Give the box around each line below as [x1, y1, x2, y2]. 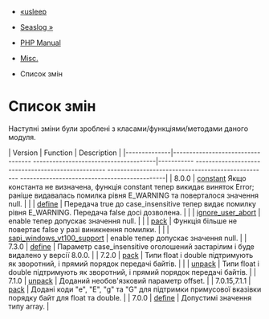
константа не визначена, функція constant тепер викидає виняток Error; [8, 182, 255, 191]
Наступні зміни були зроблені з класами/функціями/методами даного [8, 124, 249, 133]
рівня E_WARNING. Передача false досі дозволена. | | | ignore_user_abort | [8, 207, 261, 217]
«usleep [19, 7, 47, 16]
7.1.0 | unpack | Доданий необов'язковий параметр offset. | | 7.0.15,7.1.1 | [8, 276, 251, 285]
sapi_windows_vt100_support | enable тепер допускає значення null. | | [8, 233, 247, 243]
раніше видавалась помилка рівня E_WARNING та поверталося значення [8, 190, 259, 200]
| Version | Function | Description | [8, 148, 122, 157]
